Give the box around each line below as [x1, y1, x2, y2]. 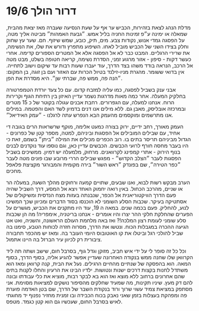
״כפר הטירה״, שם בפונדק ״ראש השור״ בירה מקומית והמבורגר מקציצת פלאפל [6, 161, 181, 168]
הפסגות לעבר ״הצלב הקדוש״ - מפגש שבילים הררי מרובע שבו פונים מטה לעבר [6, 154, 182, 161]
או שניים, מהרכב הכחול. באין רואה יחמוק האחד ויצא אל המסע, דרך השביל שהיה [6, 185, 183, 192]
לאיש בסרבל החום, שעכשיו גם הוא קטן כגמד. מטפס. [6, 298, 123, 305]
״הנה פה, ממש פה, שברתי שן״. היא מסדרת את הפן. [6, 74, 123, 82]
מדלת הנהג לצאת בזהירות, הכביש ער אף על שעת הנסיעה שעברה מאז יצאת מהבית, [6, 24, 191, 31]
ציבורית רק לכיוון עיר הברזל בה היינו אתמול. [6, 235, 102, 242]
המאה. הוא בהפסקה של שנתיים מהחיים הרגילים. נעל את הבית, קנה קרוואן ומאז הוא [6, 260, 191, 267]
